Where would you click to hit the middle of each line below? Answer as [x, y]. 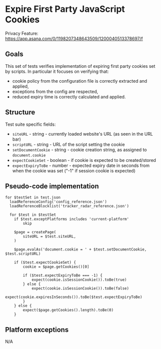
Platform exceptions [37, 329]
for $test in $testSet [33, 215]
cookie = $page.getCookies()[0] [56, 267]
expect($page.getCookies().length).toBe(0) [68, 310]
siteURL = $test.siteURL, [50, 237]
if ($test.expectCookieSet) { [45, 263]
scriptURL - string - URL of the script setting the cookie [68, 144]
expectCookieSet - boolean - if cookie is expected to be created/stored [84, 160]
